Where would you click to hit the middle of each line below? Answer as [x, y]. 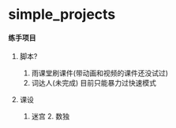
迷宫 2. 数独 [51, 116]
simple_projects [62, 15]
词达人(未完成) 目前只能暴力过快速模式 [94, 83]
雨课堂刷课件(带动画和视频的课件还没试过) [99, 73]
